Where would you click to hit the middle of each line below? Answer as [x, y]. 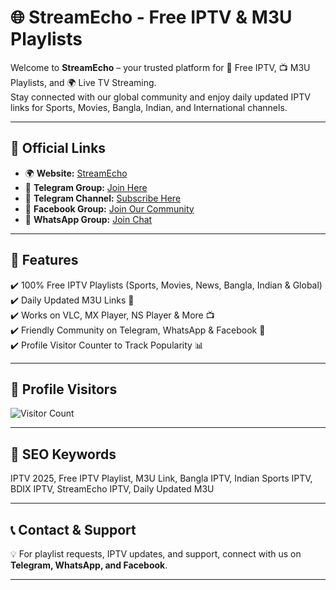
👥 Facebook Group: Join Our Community [109, 208]
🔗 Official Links [58, 148]
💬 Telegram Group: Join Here [86, 187]
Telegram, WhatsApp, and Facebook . [89, 565]
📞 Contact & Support [73, 529]
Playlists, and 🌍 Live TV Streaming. [83, 82]
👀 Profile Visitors [64, 389]
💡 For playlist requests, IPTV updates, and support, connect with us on [156, 554]
